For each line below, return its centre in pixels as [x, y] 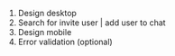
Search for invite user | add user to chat [92, 23]
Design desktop [47, 13]
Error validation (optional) [65, 42]
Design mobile [45, 32]
